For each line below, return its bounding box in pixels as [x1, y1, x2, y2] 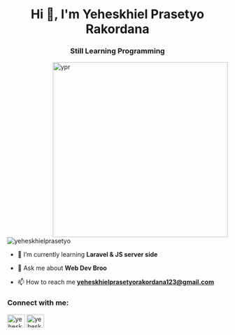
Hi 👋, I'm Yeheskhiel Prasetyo [30, 6, 205, 22]
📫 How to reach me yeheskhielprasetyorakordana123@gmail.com [17, 278, 215, 286]
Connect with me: [7, 298, 69, 308]
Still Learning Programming [69, 46, 166, 56]
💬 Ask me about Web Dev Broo [17, 264, 107, 272]
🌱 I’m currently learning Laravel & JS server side [17, 250, 158, 259]
